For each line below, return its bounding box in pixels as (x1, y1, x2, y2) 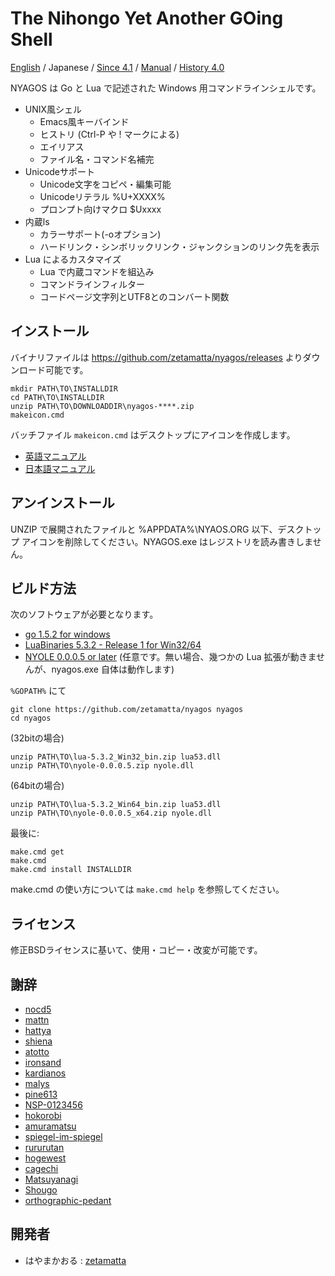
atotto (24, 1046, 50, 1057)
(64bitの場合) (10, 780, 65, 792)
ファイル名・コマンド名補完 (39, 153, 155, 165)
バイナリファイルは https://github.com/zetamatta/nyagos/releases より (10, 351, 303, 363)
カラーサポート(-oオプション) (39, 228, 162, 240)
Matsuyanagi (24, 1173, 79, 1185)
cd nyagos (10, 713, 52, 724)
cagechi (24, 1163, 59, 1174)
